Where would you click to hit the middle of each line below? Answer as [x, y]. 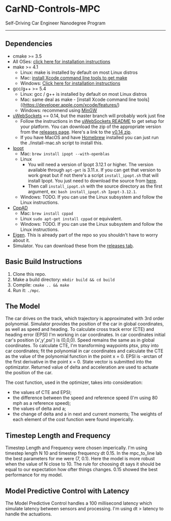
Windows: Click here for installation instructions [70, 83]
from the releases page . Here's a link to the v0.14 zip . [76, 132]
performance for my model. [34, 475]
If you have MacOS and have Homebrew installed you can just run [89, 137]
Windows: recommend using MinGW [59, 110]
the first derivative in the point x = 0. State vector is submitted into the [79, 362]
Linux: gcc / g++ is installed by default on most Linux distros [83, 94]
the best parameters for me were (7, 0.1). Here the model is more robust [80, 459]
